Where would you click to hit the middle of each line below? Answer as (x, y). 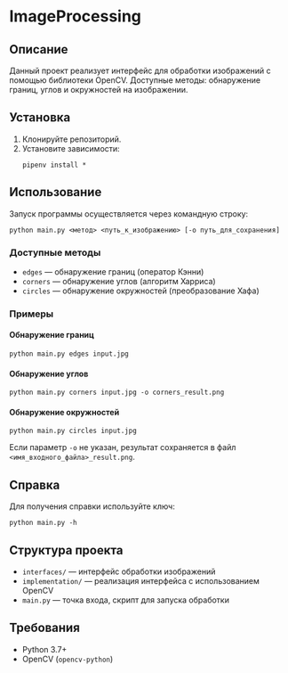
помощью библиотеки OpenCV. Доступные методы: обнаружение (135, 80)
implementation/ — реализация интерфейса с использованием (141, 581)
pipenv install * (54, 165)
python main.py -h (43, 523)
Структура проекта (66, 550)
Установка (40, 118)
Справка (35, 484)
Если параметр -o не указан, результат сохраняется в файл (123, 447)
